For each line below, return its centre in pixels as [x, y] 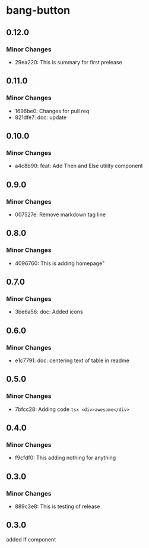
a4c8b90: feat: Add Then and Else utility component [79, 166]
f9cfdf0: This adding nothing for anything [65, 458]
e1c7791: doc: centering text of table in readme [72, 360]
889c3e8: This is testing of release [57, 506]
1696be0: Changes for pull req [52, 111]
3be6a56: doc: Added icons [49, 312]
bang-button [38, 10]
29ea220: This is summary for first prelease [69, 62]
